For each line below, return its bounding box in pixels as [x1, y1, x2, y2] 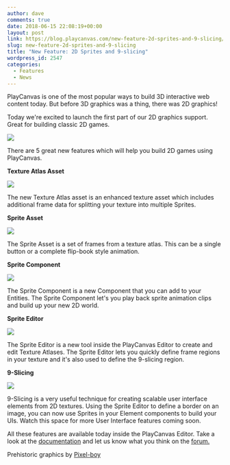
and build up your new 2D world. [7, 301, 99, 309]
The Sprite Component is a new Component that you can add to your [7, 287, 202, 295]
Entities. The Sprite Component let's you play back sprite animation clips [7, 294, 212, 302]
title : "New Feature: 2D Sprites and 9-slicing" [7, 49, 149, 56]
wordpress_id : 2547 [7, 55, 63, 62]
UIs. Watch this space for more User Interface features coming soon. [7, 416, 201, 425]
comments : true [7, 16, 51, 23]
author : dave [7, 10, 44, 17]
